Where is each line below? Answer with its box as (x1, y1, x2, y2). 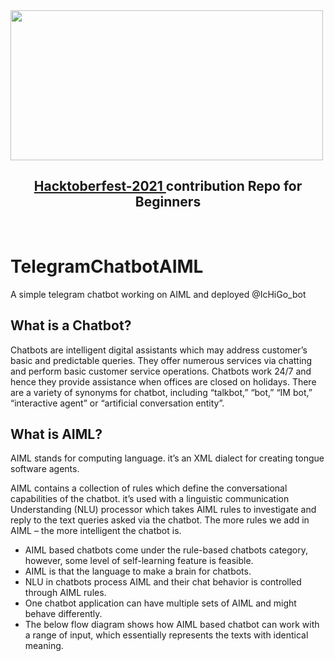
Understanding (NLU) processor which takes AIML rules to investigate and (10, 504, 317, 516)
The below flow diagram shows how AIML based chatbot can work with (24, 619, 320, 631)
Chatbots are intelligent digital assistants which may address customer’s (10, 344, 308, 356)
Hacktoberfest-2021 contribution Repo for (33, 178, 303, 195)
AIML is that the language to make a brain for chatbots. (24, 565, 252, 578)
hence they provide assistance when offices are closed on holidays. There (10, 375, 317, 388)
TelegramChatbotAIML (10, 255, 204, 278)
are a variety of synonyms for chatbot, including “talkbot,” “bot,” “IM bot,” (10, 386, 313, 398)
